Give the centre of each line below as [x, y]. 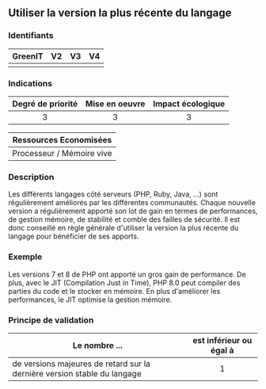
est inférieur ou [222, 340]
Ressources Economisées [62, 139]
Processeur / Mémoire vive [62, 153]
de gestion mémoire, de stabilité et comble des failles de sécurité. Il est [124, 219]
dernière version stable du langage [77, 373]
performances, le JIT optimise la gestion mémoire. [90, 299]
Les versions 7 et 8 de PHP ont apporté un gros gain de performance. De [127, 274]
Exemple [25, 257]
